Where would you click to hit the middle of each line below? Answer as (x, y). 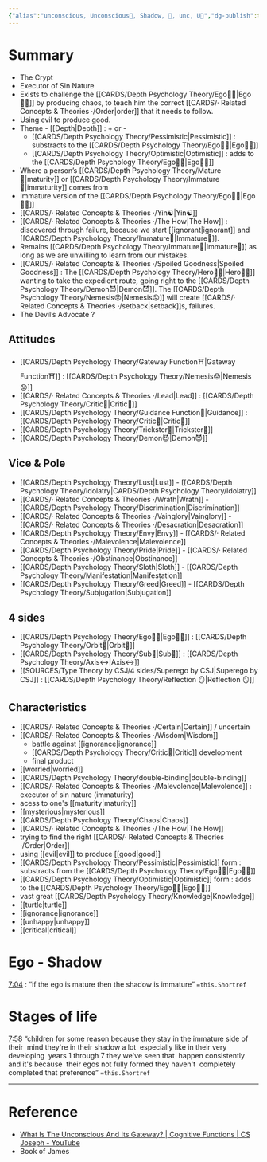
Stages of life (53, 1016)
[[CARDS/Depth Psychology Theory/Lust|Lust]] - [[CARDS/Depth (126, 482)
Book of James (44, 1151)
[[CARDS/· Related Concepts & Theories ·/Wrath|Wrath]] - (114, 500)
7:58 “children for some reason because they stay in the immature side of (128, 1038)
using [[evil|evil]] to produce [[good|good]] (90, 854)
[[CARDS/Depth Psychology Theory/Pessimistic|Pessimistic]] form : (130, 862)
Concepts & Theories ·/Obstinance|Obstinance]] (99, 559)
